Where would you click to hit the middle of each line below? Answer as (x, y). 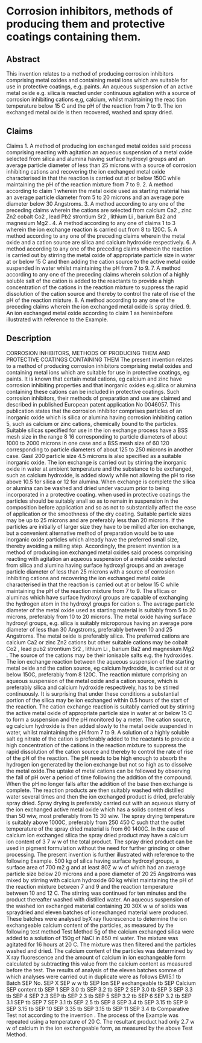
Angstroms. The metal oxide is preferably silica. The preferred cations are (98, 636)
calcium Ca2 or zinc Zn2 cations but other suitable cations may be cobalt (97, 642)
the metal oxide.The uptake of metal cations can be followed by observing (98, 771)
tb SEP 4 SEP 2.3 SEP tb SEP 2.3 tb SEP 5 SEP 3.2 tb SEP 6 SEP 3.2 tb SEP (99, 996)
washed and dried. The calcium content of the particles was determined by (99, 950)
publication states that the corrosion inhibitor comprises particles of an (94, 411)
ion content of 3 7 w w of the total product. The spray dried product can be (99, 842)
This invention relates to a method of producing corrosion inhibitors (90, 74)
